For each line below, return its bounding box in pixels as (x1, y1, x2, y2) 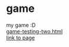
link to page (6, 34, 35, 41)
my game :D (6, 21, 36, 29)
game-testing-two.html (6, 27, 63, 35)
